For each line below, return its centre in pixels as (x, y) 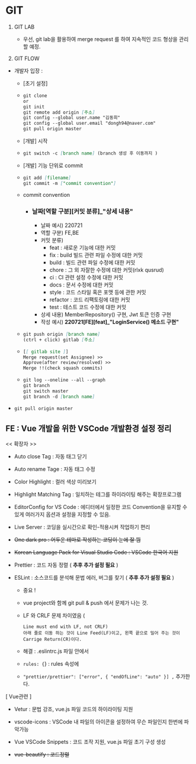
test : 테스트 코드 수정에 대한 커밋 (88, 307)
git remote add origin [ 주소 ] (59, 112)
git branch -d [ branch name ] (59, 397)
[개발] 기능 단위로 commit (53, 165)
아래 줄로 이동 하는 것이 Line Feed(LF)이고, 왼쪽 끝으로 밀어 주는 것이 (102, 633)
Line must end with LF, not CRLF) (65, 627)
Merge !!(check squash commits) (63, 368)
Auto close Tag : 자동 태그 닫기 (50, 457)
